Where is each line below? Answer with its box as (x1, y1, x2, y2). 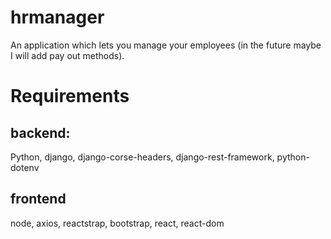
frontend (10, 191, 67, 208)
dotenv (10, 161, 40, 173)
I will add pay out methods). (10, 49, 125, 61)
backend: (10, 124, 71, 141)
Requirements (10, 85, 130, 108)
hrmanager (10, 6, 105, 29)
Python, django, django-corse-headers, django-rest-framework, (10, 151, 275, 163)
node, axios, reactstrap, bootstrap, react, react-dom (10, 217, 225, 229)
